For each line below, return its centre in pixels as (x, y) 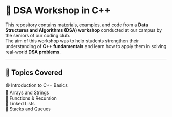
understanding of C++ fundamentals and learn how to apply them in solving (86, 46)
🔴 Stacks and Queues (28, 109)
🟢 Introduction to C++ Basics (37, 85)
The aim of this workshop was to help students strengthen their (72, 41)
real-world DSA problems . (33, 52)
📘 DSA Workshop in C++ (58, 10)
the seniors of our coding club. (38, 35)
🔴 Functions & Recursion (31, 98)
